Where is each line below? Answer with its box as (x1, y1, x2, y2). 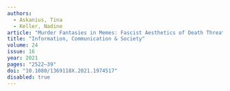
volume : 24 (7, 42, 38, 49)
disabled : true (7, 73, 51, 81)
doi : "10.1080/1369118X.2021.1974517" (7, 67, 118, 74)
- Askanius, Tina (13, 16, 63, 23)
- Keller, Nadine (13, 23, 63, 29)
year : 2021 (7, 55, 38, 62)
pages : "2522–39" (7, 61, 57, 68)
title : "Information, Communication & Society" (7, 36, 146, 42)
